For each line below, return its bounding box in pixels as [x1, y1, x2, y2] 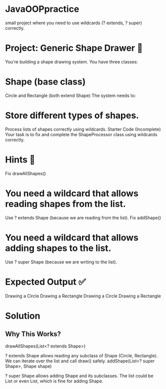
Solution [5, 310, 41, 321]
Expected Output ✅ [5, 276, 86, 288]
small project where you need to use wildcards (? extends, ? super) [5, 20, 142, 26]
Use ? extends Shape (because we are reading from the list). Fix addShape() [5, 214, 162, 221]
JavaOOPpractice [5, 3, 79, 15]
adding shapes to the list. [5, 243, 111, 253]
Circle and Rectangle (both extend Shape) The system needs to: [5, 93, 136, 98]
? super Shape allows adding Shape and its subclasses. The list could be [5, 373, 154, 379]
